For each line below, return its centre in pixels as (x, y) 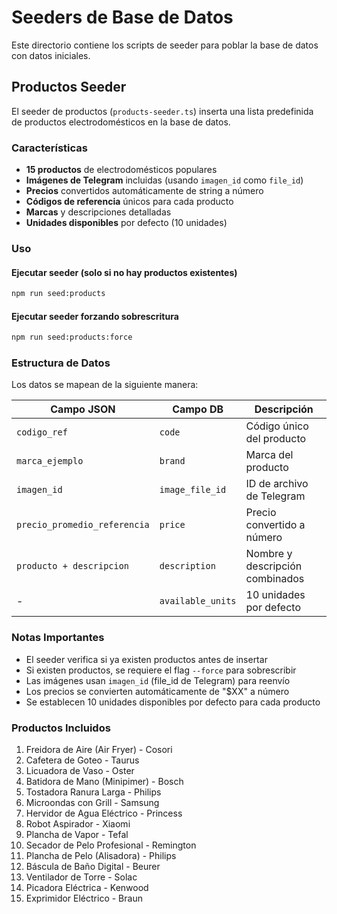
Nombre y (269, 554)
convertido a (275, 525)
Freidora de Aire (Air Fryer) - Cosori (99, 750)
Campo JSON (83, 409)
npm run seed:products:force (72, 337)
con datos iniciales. (51, 55)
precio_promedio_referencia (83, 525)
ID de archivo (277, 484)
